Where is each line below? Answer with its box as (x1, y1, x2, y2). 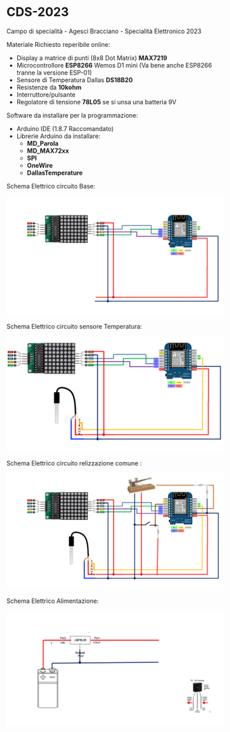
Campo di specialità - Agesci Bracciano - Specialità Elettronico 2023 (6, 27, 202, 35)
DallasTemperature (26, 168, 84, 177)
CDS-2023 (6, 4, 69, 20)
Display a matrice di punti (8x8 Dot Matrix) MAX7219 (16, 53, 167, 62)
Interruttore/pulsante (16, 90, 76, 99)
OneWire (26, 161, 53, 169)
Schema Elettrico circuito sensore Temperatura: (6, 322, 142, 331)
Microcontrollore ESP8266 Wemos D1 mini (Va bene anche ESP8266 (16, 61, 212, 69)
